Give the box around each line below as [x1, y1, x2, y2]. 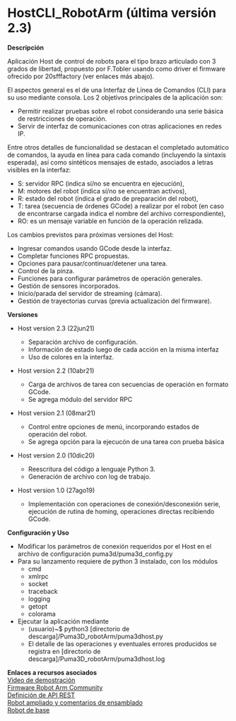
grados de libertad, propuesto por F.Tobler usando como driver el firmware [7, 64, 226, 73]
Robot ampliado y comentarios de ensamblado [7, 698, 143, 707]
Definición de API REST [7, 691, 76, 699]
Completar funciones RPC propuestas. [17, 251, 130, 260]
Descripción [7, 43, 45, 52]
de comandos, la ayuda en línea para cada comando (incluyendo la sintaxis [7, 150, 226, 159]
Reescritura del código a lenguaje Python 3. [28, 465, 155, 473]
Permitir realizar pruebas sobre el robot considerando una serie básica [17, 107, 224, 115]
